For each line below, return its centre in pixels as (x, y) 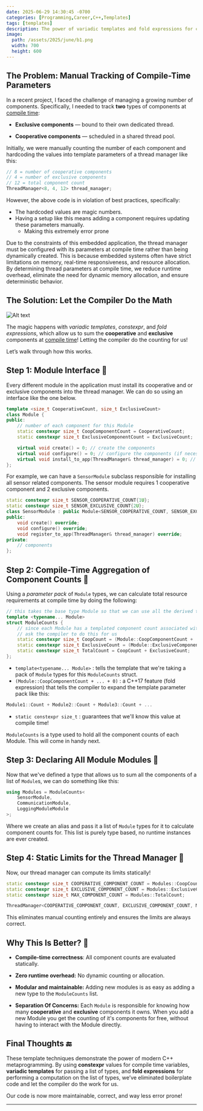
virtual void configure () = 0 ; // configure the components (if (100, 454)
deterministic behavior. (35, 281)
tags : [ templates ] (29, 23)
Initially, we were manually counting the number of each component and (96, 148)
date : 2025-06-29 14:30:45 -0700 (48, 12)
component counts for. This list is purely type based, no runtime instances (99, 832)
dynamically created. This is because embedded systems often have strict (99, 256)
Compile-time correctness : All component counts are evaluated (95, 957)
